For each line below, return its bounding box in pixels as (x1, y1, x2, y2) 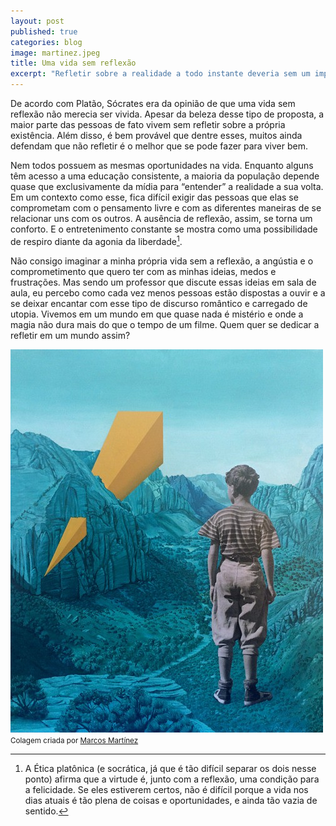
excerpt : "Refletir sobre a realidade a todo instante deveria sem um (10, 69, 311, 79)
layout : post (10, 16, 65, 26)
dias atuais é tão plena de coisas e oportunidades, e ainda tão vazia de (24, 794, 318, 806)
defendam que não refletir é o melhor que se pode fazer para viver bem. (10, 140, 308, 152)
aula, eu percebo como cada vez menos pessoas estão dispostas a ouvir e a (10, 286, 326, 299)
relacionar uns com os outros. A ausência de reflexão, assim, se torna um (10, 213, 313, 224)
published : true (10, 26, 78, 37)
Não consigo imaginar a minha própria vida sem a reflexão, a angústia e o (10, 255, 314, 267)
